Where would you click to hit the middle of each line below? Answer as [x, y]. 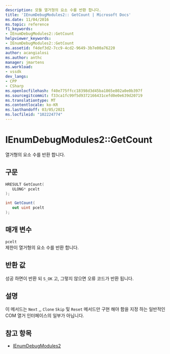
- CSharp [15, 86]
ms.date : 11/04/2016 [27, 19]
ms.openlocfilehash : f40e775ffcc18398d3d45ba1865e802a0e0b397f [74, 91]
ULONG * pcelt [26, 189]
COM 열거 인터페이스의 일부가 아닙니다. [45, 316]
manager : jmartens [25, 62]
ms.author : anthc [24, 57]
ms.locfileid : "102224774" [34, 115]
